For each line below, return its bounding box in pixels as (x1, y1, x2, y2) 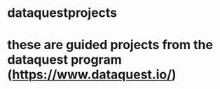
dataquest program (7, 52, 122, 68)
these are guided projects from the (7, 37, 214, 53)
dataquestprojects (7, 5, 118, 21)
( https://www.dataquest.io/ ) (7, 67, 177, 83)
